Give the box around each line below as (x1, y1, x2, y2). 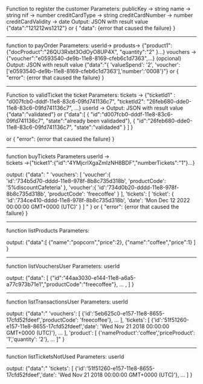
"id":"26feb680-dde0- (137, 118, 193, 124)
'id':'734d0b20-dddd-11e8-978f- (97, 184, 179, 191)
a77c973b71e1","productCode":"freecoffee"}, (6, 281, 118, 288)
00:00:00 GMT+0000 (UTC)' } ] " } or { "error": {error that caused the (6, 203, 179, 210)
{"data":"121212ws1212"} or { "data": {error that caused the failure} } (6, 24, 176, 31)
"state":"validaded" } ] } (74, 124, 134, 131)
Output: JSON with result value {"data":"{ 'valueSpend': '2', (6, 61, 154, 68)
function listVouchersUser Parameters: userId (6, 263, 120, 270)
